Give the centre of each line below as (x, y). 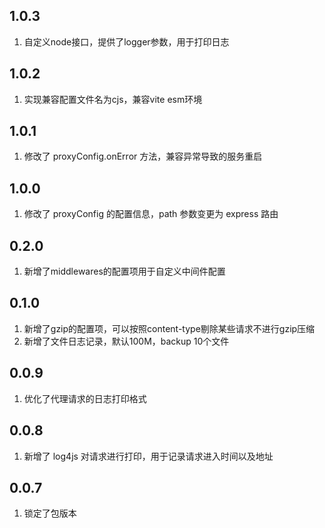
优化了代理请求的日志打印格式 (85, 398)
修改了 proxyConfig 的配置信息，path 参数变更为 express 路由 (151, 214)
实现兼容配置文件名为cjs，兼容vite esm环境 (113, 99)
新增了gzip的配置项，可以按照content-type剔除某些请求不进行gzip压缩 (169, 328)
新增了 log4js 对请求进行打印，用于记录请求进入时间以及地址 (148, 456)
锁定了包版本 (50, 513)
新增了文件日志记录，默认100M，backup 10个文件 (126, 341)
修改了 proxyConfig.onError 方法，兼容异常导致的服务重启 (143, 156)
